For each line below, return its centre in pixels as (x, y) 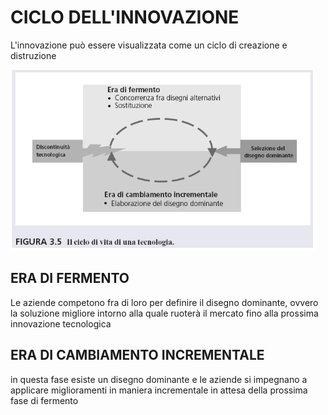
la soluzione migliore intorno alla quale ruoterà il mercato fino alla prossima (164, 313)
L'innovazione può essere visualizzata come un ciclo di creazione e (149, 45)
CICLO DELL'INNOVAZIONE (125, 17)
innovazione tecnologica (61, 323)
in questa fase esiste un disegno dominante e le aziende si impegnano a (159, 379)
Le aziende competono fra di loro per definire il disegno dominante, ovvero (164, 302)
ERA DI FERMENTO (70, 278)
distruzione (33, 55)
